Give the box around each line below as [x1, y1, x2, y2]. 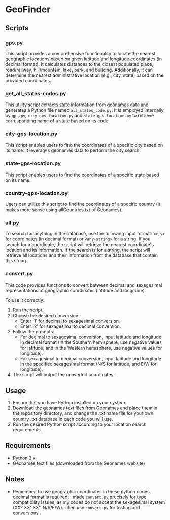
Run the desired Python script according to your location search [12, 421, 147, 427]
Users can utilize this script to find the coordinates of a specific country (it [5, 201, 161, 207]
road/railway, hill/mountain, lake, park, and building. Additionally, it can [5, 66, 153, 73]
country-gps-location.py [5, 189, 68, 196]
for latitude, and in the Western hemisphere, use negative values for [20, 344, 162, 351]
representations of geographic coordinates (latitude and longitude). [5, 287, 146, 293]
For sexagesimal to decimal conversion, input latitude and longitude [20, 355, 161, 361]
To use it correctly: [5, 297, 45, 303]
